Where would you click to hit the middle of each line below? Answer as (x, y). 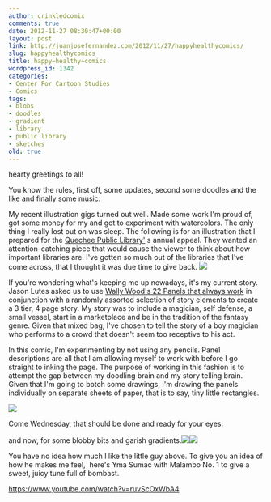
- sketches (27, 144)
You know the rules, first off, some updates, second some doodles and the (132, 190)
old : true (25, 151)
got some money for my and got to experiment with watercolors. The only (131, 223)
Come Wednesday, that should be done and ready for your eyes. (116, 424)
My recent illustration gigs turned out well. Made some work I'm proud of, (131, 215)
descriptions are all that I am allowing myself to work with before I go (123, 359)
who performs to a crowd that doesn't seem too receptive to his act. (122, 334)
